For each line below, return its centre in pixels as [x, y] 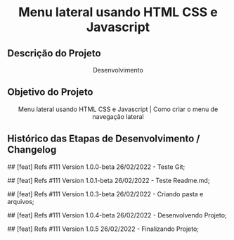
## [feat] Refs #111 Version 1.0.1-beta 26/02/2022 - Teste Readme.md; [109, 180]
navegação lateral [118, 116]
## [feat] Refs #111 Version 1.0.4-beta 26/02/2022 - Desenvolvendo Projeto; [117, 215]
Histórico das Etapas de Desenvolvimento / [104, 139]
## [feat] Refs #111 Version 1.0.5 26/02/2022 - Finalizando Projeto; [103, 229]
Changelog [32, 150]
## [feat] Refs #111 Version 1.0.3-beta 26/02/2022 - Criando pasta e [105, 194]
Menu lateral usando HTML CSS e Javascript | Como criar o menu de [118, 109]
